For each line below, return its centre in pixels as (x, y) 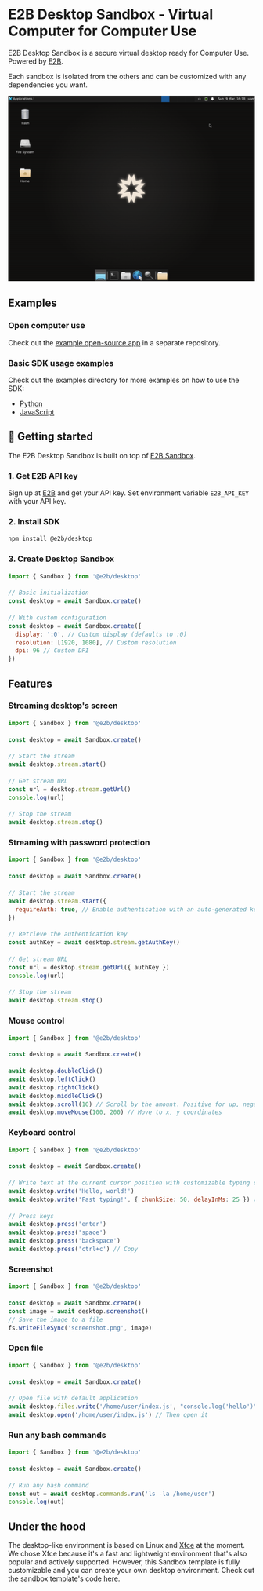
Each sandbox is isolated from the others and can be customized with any (127, 76)
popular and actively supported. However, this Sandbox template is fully (124, 1562)
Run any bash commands (57, 1435)
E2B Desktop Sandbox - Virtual (111, 15)
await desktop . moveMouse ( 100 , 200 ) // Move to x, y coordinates (115, 1112)
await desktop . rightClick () (54, 1087)
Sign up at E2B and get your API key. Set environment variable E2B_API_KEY (128, 493)
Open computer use (47, 326)
